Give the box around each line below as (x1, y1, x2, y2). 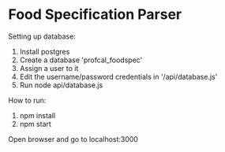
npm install (19, 110, 56, 120)
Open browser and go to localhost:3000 (8, 134, 138, 143)
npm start (19, 119, 51, 128)
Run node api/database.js (19, 80, 103, 90)
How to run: (8, 95, 47, 105)
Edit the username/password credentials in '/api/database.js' (19, 72, 218, 81)
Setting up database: (8, 32, 77, 41)
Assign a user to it (19, 63, 79, 72)
